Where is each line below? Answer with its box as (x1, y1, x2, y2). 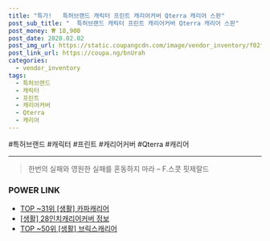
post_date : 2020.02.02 (8, 34, 84, 43)
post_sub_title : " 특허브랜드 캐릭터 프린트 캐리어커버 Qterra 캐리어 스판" (8, 19, 239, 27)
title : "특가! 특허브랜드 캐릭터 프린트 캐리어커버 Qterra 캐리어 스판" (8, 11, 225, 20)
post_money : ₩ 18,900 (8, 27, 81, 35)
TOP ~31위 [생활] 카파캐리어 (19, 204, 110, 214)
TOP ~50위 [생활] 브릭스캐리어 (19, 224, 118, 234)
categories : (8, 57, 48, 65)
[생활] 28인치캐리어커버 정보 (19, 214, 110, 223)
